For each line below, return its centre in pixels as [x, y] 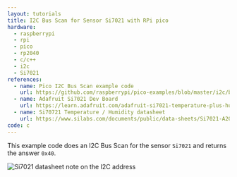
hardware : [22, 27]
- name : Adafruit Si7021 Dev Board [66, 99]
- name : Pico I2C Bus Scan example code [74, 86]
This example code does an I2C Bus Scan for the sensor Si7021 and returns [117, 145]
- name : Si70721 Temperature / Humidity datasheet [90, 112]
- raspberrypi [34, 33]
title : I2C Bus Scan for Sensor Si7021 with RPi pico [88, 20]
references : [25, 79]
